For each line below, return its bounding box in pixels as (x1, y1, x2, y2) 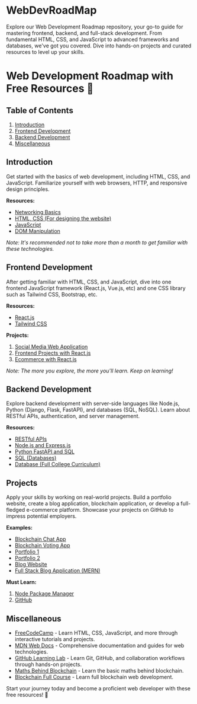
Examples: (6, 524, 33, 531)
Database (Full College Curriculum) (14, 461, 101, 468)
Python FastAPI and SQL (14, 448, 75, 455)
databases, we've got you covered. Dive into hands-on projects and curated (6, 42, 192, 49)
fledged (6, 507, 25, 514)
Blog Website (14, 561, 47, 568)
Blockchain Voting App (14, 542, 70, 549)
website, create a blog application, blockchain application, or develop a (6, 500, 179, 507)
